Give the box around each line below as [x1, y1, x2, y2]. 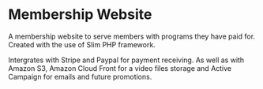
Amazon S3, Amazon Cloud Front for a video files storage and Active [8, 63, 232, 72]
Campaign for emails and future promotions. [8, 72, 152, 81]
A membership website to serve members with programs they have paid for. [8, 32, 255, 41]
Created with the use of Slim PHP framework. [8, 39, 156, 49]
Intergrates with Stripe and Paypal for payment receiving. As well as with [8, 55, 245, 65]
